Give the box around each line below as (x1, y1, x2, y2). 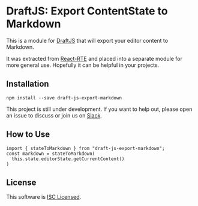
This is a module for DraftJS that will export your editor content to (6, 37, 169, 44)
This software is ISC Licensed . (6, 193, 82, 201)
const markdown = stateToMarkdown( (6, 151, 95, 157)
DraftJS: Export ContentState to (6, 4, 168, 18)
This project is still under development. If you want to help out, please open (6, 105, 193, 113)
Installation (6, 79, 49, 89)
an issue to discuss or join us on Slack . (6, 111, 102, 119)
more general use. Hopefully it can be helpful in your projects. (6, 61, 160, 69)
